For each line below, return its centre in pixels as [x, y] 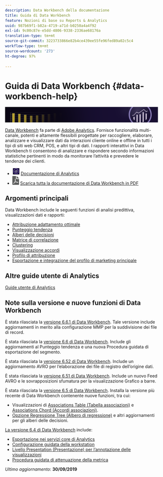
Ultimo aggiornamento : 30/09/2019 [41, 469]
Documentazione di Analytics [50, 173]
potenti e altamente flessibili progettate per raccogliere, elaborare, [87, 135]
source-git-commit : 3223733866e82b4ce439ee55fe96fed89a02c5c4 [69, 41]
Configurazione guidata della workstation [53, 444]
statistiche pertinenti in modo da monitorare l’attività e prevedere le [72, 156]
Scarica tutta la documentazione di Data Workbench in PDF [79, 183]
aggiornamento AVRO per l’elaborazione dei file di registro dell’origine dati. [80, 366]
